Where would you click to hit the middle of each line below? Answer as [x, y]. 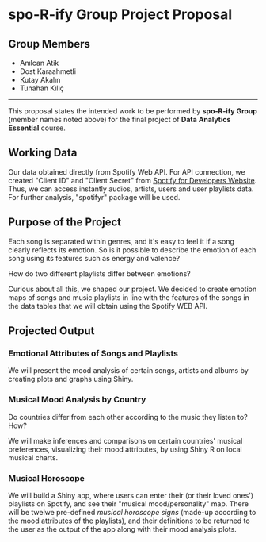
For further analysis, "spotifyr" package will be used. [94, 197]
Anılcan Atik [39, 63]
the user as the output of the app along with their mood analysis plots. [123, 529]
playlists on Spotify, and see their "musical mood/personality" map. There [129, 504]
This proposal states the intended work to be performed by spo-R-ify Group [133, 111]
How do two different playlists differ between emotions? [100, 273]
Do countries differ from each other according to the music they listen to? [128, 417]
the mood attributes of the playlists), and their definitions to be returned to [129, 521]
